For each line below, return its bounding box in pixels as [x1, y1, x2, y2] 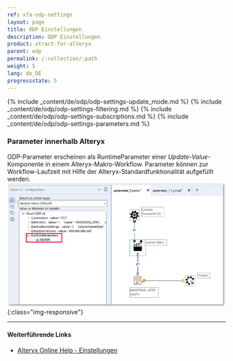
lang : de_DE [7, 70, 42, 77]
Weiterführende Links [7, 330, 71, 339]
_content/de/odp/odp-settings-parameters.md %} [7, 119, 150, 128]
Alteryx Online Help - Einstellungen [17, 346, 118, 354]
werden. [7, 175, 31, 183]
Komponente [7, 160, 44, 168]
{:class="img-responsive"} [7, 308, 84, 316]
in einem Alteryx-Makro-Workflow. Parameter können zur [44, 160, 209, 168]
